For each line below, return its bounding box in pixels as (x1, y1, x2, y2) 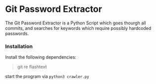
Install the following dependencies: (5, 54, 77, 60)
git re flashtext (17, 64, 47, 70)
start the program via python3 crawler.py (5, 74, 89, 80)
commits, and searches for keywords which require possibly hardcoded (5, 25, 152, 31)
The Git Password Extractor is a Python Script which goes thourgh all (5, 20, 146, 26)
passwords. (5, 30, 29, 36)
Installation (5, 43, 33, 50)
